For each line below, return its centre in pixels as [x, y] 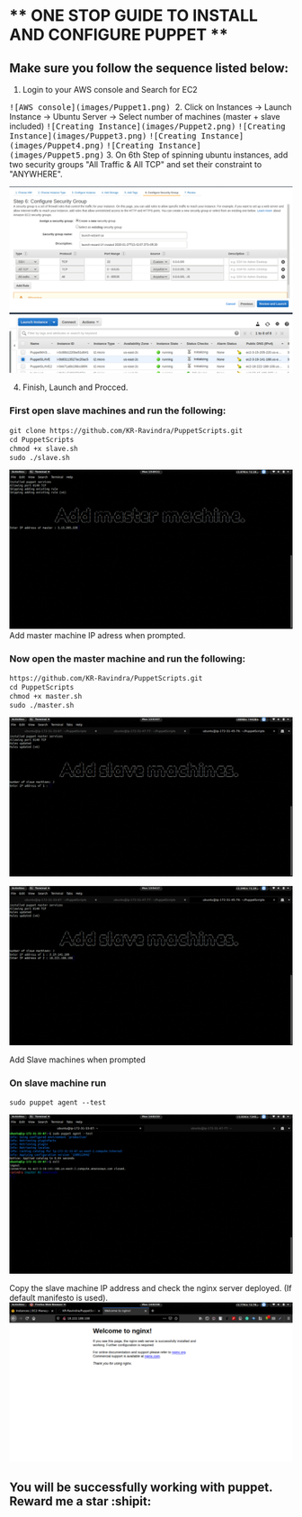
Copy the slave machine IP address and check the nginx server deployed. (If [151, 1288]
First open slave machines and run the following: [118, 411]
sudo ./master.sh [42, 705]
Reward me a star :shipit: [80, 1501]
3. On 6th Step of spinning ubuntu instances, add [197, 155]
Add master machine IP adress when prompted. [98, 635]
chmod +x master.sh [46, 696]
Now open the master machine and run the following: [128, 658]
